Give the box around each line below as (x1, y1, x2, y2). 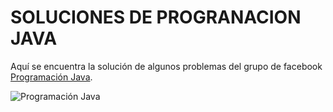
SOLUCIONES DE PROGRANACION (10, 6, 302, 29)
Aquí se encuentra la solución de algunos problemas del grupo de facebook (10, 60, 323, 72)
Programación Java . (10, 71, 93, 83)
